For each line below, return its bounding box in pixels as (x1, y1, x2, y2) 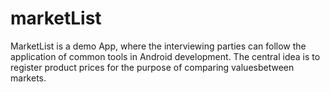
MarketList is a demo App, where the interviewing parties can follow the (10, 40, 307, 52)
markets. (10, 72, 47, 84)
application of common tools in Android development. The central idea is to (10, 50, 321, 62)
